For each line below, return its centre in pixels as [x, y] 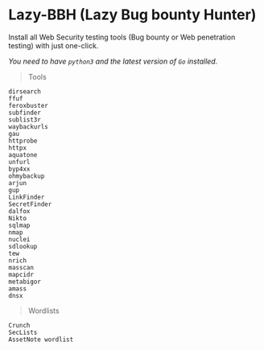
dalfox [19, 211]
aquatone [23, 154]
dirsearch [25, 91]
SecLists [23, 332]
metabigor [25, 282]
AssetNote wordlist [41, 340]
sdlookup [23, 246]
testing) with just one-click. [54, 45]
